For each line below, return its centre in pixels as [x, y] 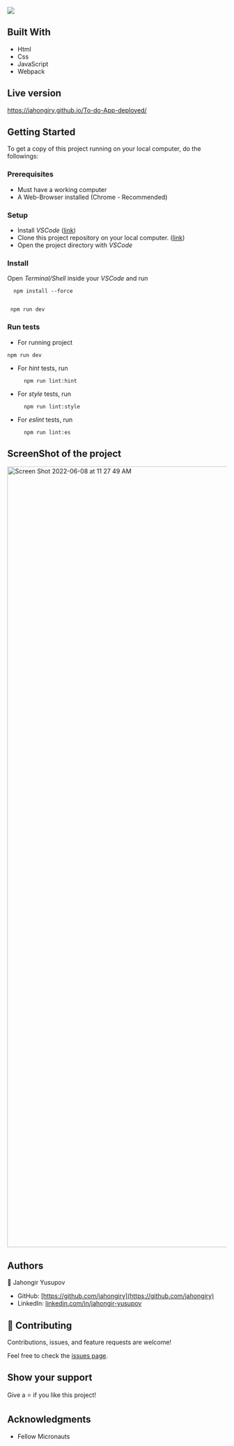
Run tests [24, 327]
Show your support [50, 1378]
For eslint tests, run [45, 420]
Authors [25, 1266]
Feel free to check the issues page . [57, 1356]
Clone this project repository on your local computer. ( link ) [101, 238]
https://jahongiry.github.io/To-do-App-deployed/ [77, 110]
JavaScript [33, 64]
